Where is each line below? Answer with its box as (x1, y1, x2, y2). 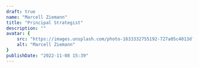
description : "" (6, 25, 46, 31)
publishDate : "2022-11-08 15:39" (6, 53, 89, 59)
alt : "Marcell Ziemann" (17, 42, 76, 48)
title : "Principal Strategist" (6, 20, 84, 25)
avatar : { (6, 31, 31, 37)
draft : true (6, 8, 36, 15)
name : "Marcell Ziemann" (6, 14, 68, 20)
